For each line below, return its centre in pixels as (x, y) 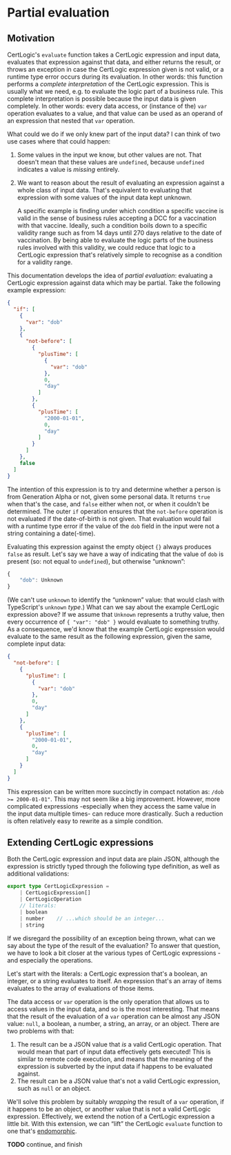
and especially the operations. (50, 960)
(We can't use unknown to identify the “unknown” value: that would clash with (116, 600)
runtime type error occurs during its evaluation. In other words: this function (115, 77)
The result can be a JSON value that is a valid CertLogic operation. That (119, 1044)
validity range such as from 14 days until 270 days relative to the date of (119, 233)
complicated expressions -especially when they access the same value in (112, 806)
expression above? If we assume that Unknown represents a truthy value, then (116, 615)
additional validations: (38, 873)
